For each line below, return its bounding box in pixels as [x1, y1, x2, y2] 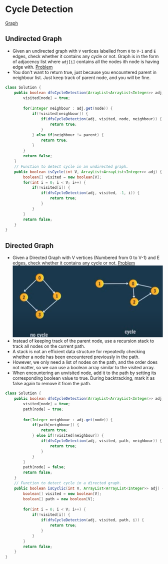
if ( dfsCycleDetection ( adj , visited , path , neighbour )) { [40, 438, 162, 444]
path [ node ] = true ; [23, 407, 64, 412]
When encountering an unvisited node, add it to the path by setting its [12, 370, 156, 376]
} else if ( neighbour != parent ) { [31, 132, 104, 137]
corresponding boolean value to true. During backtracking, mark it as [12, 375, 155, 381]
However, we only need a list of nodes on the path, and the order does [12, 359, 158, 365]
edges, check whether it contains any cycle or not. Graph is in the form [12, 53, 159, 59]
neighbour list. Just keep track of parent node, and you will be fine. [12, 74, 151, 81]
